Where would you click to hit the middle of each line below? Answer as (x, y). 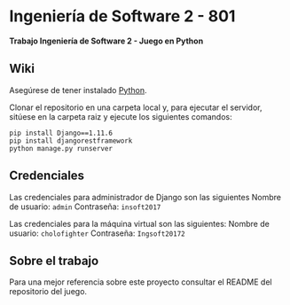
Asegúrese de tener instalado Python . (78, 90)
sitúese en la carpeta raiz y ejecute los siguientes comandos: (121, 116)
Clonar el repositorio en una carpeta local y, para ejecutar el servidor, (136, 107)
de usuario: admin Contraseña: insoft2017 (85, 207)
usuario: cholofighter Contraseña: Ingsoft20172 (97, 233)
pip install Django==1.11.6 (61, 133)
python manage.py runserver (61, 148)
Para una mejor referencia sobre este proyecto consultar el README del (141, 282)
